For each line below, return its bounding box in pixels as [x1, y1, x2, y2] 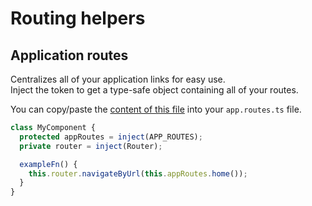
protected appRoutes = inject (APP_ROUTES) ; [19, 132, 203, 142]
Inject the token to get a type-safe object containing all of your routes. [10, 84, 299, 96]
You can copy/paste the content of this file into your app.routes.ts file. [10, 103, 302, 115]
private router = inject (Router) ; [19, 141, 163, 151]
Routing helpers [10, 7, 146, 30]
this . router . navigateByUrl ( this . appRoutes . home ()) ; [28, 168, 248, 179]
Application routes [10, 47, 129, 64]
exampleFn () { [19, 159, 78, 169]
